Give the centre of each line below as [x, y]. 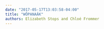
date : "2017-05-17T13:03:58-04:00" [42, 10]
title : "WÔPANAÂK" [24, 14]
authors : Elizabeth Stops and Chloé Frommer [52, 19]
